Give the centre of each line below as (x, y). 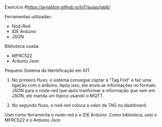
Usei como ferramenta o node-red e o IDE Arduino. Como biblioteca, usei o (81, 115)
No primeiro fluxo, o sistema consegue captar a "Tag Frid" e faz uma (81, 80)
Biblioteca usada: (22, 46)
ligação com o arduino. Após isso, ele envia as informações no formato (84, 85)
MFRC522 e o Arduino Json (33, 120)
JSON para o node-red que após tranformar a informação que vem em (83, 90)
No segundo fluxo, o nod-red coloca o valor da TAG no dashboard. (79, 105)
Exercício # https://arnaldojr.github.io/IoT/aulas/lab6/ (57, 7)
